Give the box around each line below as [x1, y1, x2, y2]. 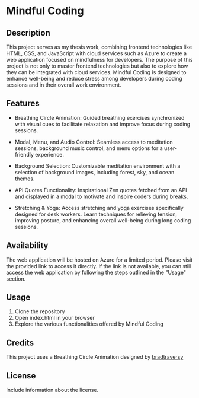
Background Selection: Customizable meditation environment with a [14, 162, 181, 170]
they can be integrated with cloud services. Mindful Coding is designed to [6, 69, 187, 75]
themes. [14, 175, 35, 182]
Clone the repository [14, 308, 65, 315]
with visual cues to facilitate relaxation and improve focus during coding [14, 120, 191, 128]
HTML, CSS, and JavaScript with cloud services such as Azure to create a [6, 50, 187, 57]
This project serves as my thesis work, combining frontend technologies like [6, 43, 192, 50]
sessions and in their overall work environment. [6, 81, 121, 88]
